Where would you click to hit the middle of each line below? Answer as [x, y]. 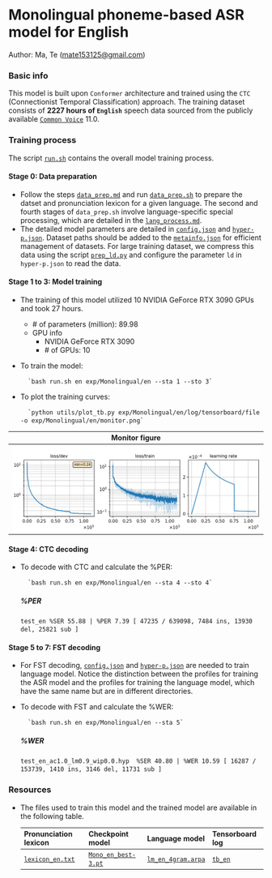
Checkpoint [109, 834]
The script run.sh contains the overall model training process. [111, 158]
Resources [30, 790]
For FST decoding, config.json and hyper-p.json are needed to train [134, 666]
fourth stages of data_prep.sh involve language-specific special [126, 212]
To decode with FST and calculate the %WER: [97, 707]
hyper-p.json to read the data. [70, 263]
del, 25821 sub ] [49, 630]
